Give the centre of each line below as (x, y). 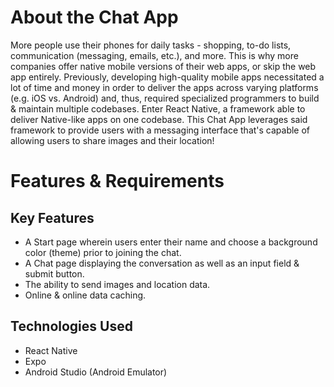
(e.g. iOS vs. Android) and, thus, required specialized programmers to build (165, 98)
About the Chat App (94, 17)
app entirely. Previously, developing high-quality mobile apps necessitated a (167, 77)
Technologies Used (71, 326)
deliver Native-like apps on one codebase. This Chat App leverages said (159, 119)
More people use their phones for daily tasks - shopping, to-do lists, (151, 45)
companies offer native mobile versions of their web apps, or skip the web (163, 66)
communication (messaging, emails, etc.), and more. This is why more (154, 55)
